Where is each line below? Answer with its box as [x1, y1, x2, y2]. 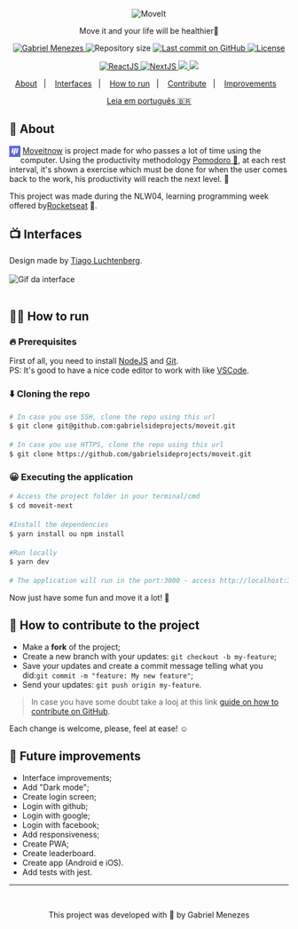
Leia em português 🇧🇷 [106, 96, 192, 106]
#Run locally [9, 548, 58, 557]
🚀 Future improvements [9, 749, 142, 764]
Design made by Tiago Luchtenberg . [9, 255, 143, 265]
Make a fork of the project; [21, 642, 122, 652]
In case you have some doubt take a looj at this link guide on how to [30, 697, 279, 707]
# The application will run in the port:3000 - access [9, 577, 216, 586]
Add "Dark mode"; [21, 782, 90, 792]
